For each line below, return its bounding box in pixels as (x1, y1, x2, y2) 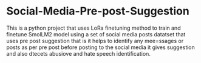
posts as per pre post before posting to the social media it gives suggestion (6, 44, 196, 51)
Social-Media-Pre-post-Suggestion (6, 4, 189, 18)
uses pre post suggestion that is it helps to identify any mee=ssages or (6, 37, 184, 44)
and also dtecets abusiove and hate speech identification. (6, 50, 151, 57)
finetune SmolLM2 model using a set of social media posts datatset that (6, 30, 186, 38)
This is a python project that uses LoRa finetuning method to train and (6, 24, 181, 31)
